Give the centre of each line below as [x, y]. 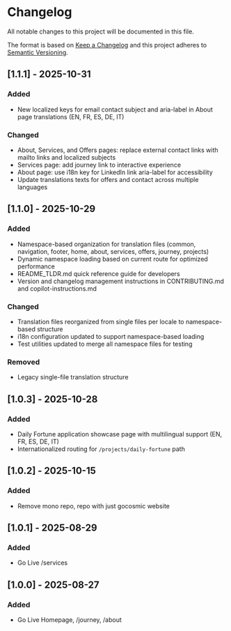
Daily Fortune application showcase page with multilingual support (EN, [120, 434]
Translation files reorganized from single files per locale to [101, 321]
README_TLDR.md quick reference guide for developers [98, 273]
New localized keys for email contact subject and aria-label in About [115, 109]
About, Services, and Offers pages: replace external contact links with [118, 150]
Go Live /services [42, 563]
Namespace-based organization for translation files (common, [106, 244]
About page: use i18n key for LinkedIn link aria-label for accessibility [115, 172]
